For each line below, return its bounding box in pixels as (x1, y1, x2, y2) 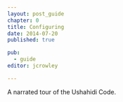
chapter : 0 (7, 17, 39, 24)
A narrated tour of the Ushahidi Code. (7, 87, 117, 96)
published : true (7, 37, 55, 44)
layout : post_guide (7, 10, 65, 18)
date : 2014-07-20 (7, 30, 58, 37)
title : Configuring (7, 23, 65, 30)
